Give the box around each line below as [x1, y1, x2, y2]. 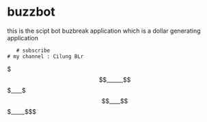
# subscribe [16, 47, 51, 54]
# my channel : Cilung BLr [7, 52, 84, 60]
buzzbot [7, 4, 56, 20]
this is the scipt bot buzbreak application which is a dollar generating [7, 27, 201, 35]
